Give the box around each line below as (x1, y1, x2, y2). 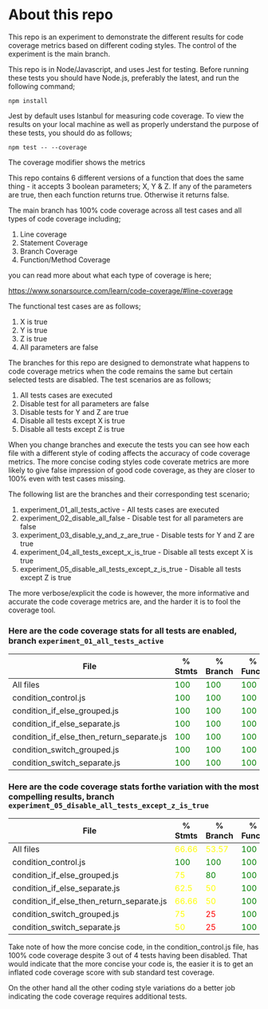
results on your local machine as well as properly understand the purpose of (8, 119, 259, 129)
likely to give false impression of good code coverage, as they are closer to (8, 465, 255, 475)
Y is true (19, 325, 48, 335)
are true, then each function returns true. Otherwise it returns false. (8, 189, 230, 199)
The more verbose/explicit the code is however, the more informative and (8, 588, 250, 597)
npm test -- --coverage (8, 143, 88, 151)
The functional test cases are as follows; (8, 301, 141, 311)
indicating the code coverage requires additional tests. (8, 991, 187, 1001)
